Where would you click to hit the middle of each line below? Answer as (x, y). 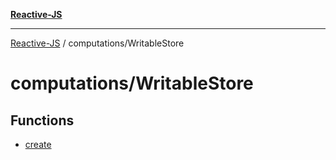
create (38, 144)
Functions (42, 120)
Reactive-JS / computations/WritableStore (97, 43)
